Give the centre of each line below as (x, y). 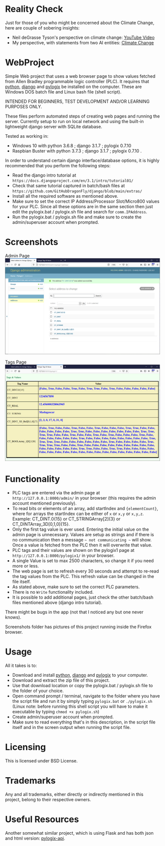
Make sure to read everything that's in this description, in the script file (84, 722)
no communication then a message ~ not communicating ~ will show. (82, 540)
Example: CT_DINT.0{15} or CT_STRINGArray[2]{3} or (66, 519)
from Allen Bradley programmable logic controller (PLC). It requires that (77, 81)
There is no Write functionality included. (53, 592)
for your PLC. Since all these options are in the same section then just (82, 206)
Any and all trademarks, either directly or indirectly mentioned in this (74, 794)
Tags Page (16, 362)
